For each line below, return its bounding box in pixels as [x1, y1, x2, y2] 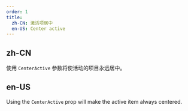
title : [6, 14, 23, 20]
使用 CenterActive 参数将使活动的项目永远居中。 [6, 64, 126, 72]
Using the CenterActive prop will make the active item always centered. [6, 98, 183, 105]
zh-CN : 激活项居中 [11, 20, 53, 26]
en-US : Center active [11, 25, 66, 32]
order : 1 [6, 8, 28, 15]
